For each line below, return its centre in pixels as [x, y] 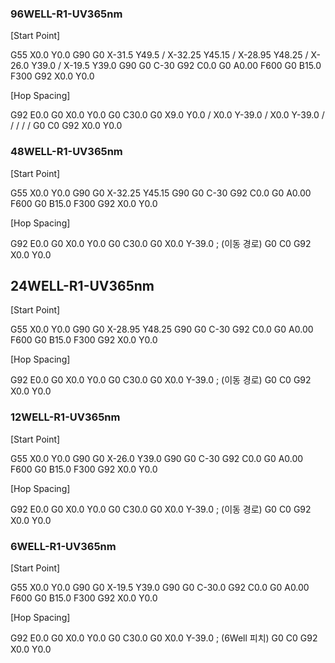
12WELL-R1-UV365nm [65, 417]
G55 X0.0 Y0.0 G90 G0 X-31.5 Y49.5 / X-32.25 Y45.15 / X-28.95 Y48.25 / [159, 55]
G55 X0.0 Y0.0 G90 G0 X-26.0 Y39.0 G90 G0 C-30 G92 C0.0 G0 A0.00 [157, 458]
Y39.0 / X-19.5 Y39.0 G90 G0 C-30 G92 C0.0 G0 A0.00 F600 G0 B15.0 [176, 66]
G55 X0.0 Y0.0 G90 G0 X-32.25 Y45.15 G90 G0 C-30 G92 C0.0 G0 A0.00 [161, 193]
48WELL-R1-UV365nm [66, 152]
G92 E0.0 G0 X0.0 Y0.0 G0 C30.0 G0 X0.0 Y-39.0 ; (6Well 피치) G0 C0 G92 [164, 638]
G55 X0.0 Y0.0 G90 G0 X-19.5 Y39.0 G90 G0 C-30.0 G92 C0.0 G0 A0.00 [160, 587]
